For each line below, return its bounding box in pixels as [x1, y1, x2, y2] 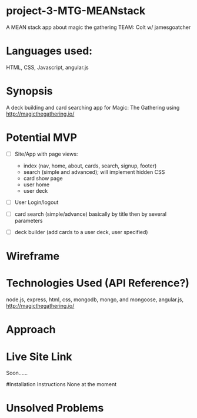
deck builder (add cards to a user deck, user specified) [14, 228, 148, 235]
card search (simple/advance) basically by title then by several [14, 210, 166, 218]
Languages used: [6, 44, 93, 58]
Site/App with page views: [14, 150, 78, 157]
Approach [6, 323, 56, 337]
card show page [23, 175, 63, 182]
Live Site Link [6, 350, 72, 363]
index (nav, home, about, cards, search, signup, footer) [23, 162, 157, 169]
